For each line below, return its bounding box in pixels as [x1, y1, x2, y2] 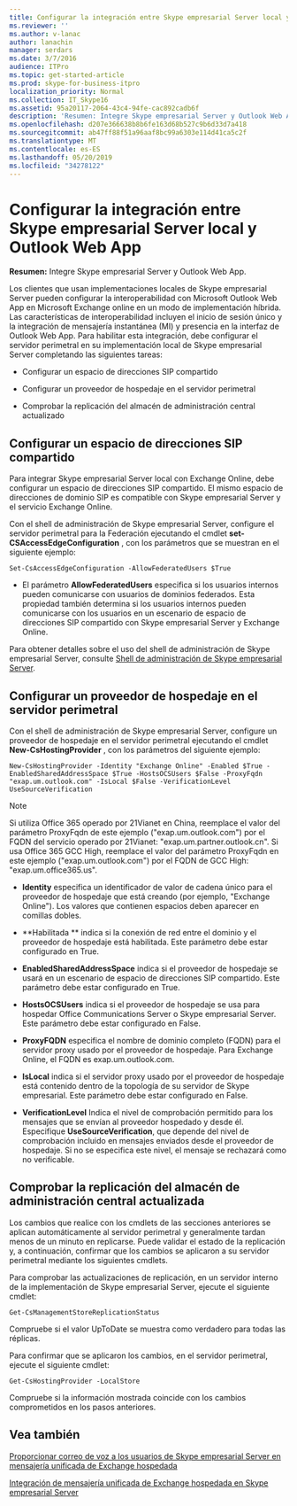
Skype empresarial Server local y [9, 218, 258, 238]
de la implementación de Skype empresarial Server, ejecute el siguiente [9, 1281, 270, 1292]
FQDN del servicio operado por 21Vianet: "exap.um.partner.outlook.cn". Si [9, 836, 278, 847]
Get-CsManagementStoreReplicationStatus [9, 1308, 161, 1316]
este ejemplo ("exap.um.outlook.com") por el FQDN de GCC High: [9, 855, 249, 866]
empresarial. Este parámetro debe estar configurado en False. [21, 1090, 248, 1100]
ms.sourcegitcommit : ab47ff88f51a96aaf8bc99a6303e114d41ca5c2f [9, 128, 247, 137]
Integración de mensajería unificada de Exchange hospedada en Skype [9, 1477, 269, 1488]
